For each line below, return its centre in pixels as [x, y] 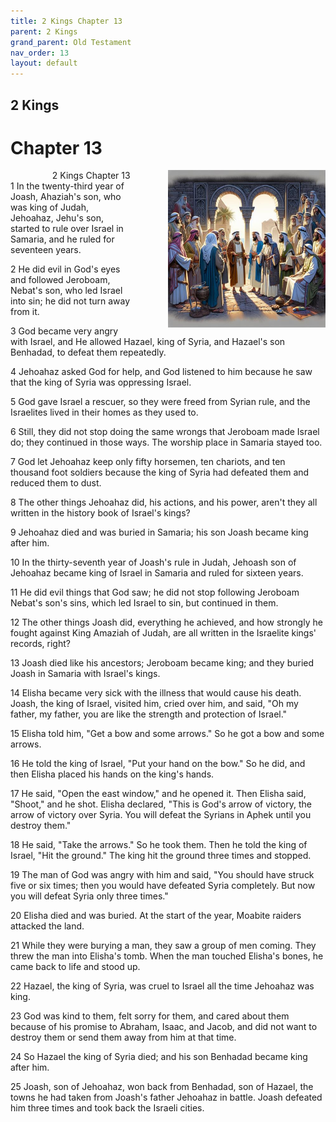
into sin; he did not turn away [70, 301]
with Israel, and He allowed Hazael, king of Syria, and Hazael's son [148, 342]
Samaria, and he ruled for [62, 239]
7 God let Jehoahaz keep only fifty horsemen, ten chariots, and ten [148, 462]
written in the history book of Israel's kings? [100, 513]
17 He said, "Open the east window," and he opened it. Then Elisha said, [158, 794]
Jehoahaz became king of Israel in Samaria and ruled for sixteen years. [157, 573]
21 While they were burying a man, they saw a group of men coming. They [163, 946]
